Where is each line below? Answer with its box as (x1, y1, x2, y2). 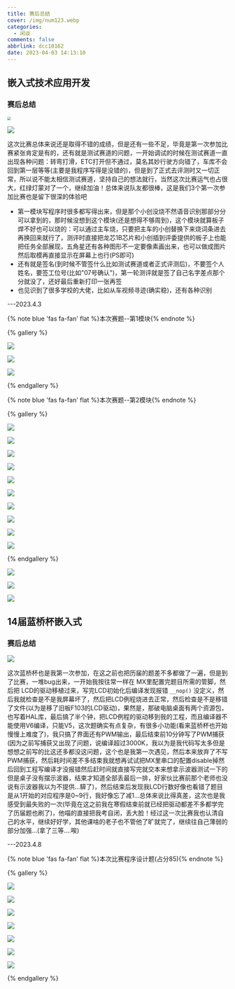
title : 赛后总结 (7, 10, 50, 17)
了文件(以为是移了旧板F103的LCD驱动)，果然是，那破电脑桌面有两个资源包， (7, 704, 228, 713)
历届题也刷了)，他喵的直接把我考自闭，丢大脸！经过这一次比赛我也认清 (13, 809, 218, 818)
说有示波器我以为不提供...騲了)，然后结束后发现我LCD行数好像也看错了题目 (7, 783, 224, 791)
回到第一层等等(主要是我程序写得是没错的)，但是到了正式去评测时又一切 (7, 166, 215, 174)
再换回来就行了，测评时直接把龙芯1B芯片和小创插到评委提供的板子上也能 (17, 233, 227, 241)
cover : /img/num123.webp (7, 17, 80, 24)
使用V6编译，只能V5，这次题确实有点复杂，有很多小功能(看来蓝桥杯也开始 (13, 722, 228, 730)
